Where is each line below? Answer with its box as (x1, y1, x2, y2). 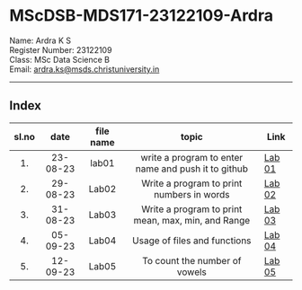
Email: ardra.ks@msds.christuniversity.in (9, 64, 160, 75)
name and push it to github (135, 163, 249, 175)
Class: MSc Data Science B (9, 54, 111, 65)
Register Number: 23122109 (9, 44, 112, 55)
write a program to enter (140, 151, 244, 163)
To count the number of (142, 254, 242, 267)
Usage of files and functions (131, 234, 252, 247)
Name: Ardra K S (9, 35, 72, 46)
